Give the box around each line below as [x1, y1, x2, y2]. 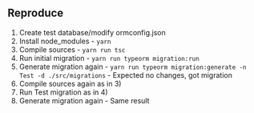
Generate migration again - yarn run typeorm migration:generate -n [18, 62, 247, 71]
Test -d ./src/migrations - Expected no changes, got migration [18, 70, 233, 79]
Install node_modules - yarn [18, 36, 111, 46]
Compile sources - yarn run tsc [18, 44, 126, 54]
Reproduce [7, 6, 64, 20]
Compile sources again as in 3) [18, 79, 122, 88]
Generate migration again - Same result [18, 95, 150, 105]
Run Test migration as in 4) [18, 87, 109, 97]
